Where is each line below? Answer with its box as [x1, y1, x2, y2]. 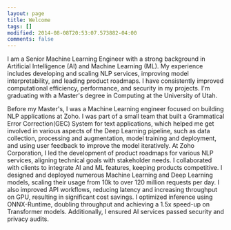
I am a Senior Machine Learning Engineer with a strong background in [7, 55, 205, 63]
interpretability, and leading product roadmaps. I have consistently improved [7, 77, 224, 85]
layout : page [7, 10, 45, 17]
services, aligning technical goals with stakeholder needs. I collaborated [7, 156, 212, 164]
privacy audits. [7, 215, 50, 223]
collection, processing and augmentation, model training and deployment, [7, 134, 217, 142]
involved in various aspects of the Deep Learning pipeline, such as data [7, 127, 210, 135]
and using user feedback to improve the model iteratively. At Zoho [7, 142, 195, 150]
